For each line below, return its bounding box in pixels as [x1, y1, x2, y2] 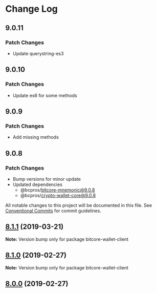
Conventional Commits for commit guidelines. [5, 207, 101, 214]
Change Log [5, 3, 58, 15]
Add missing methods [12, 134, 59, 140]
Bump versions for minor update [12, 176, 81, 182]
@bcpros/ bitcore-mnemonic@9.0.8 [20, 186, 95, 193]
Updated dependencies [12, 181, 63, 187]
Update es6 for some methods [12, 92, 78, 98]
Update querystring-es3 [12, 50, 64, 56]
